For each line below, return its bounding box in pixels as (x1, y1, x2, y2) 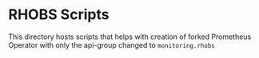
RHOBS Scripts (8, 6, 110, 24)
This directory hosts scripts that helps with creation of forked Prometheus (8, 32, 252, 41)
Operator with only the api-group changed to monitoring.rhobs (8, 40, 216, 49)
